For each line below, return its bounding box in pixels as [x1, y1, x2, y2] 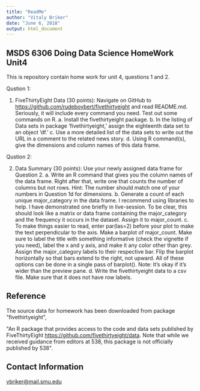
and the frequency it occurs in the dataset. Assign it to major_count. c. [14, 216, 189, 224]
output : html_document [6, 25, 63, 32]
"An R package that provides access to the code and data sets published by [6, 325, 194, 332]
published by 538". [6, 344, 53, 351]
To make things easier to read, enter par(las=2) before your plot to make [14, 222, 194, 230]
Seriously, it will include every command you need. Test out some [14, 110, 178, 117]
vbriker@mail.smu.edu [6, 378, 62, 385]
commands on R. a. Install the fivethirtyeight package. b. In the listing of [14, 116, 193, 124]
